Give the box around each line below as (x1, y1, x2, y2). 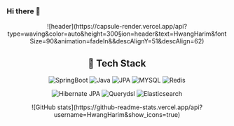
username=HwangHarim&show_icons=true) (53, 111, 181, 119)
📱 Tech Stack (88, 57, 146, 69)
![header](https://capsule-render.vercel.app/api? (47, 22, 187, 31)
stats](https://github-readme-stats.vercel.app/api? (57, 103, 203, 111)
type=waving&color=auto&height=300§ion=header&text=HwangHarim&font (7, 29, 227, 38)
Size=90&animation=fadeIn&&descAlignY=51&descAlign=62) (29, 37, 205, 45)
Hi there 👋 (6, 6, 41, 16)
